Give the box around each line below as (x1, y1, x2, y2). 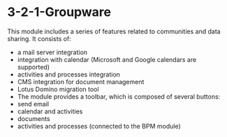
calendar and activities (17, 107, 83, 115)
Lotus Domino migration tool (17, 85, 99, 93)
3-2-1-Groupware (7, 4, 112, 20)
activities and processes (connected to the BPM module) (17, 122, 182, 130)
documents (17, 114, 50, 122)
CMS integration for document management (17, 77, 145, 86)
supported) (17, 63, 50, 71)
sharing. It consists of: (7, 34, 71, 42)
